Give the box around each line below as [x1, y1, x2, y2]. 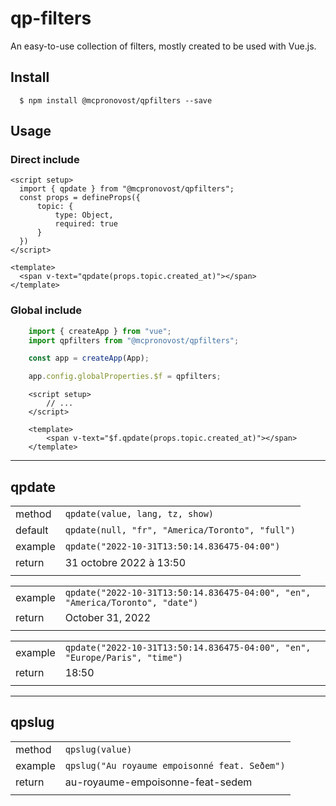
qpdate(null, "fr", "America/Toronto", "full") [64, 525, 296, 536]
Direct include [10, 153, 80, 167]
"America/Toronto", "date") [64, 597, 199, 609]
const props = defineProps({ [19, 193, 141, 203]
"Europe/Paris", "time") [64, 652, 183, 664]
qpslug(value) [64, 743, 133, 755]
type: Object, [54, 210, 114, 221]
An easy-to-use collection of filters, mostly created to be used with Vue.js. [10, 40, 317, 52]
